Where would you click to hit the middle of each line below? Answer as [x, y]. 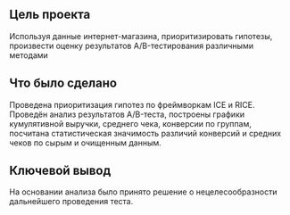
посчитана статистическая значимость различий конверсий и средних [145, 133]
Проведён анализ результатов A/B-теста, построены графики [127, 114]
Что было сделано [63, 83]
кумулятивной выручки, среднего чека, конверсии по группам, [130, 123]
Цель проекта [50, 15]
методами [29, 55]
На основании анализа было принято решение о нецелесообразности [143, 192]
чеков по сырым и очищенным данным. [86, 143]
